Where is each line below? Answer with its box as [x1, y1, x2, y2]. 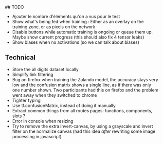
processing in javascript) [12, 133, 62, 139]
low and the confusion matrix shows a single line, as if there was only [12, 82, 152, 88]
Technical [5, 54, 36, 62]
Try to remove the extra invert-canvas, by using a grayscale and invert [12, 123, 153, 129]
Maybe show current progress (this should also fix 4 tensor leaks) [12, 34, 145, 40]
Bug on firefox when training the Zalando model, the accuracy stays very [12, 76, 158, 82]
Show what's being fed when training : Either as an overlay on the [12, 19, 144, 24]
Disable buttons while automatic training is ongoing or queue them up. [12, 29, 153, 35]
